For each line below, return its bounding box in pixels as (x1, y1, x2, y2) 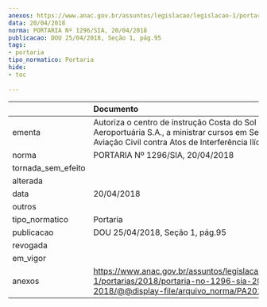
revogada (12, 240, 48, 251)
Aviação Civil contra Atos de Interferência (93, 136, 248, 148)
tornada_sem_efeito (12, 162, 86, 173)
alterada (12, 175, 44, 186)
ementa (12, 126, 41, 137)
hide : (8, 63, 26, 71)
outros (12, 201, 37, 212)
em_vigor (12, 252, 46, 263)
